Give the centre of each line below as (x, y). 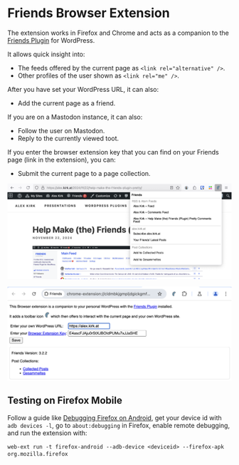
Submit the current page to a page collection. (84, 173)
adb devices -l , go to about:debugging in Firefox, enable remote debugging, (118, 425)
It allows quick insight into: (46, 54)
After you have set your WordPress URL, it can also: (83, 89)
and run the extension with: (47, 433)
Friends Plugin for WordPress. (51, 40)
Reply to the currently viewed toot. (68, 138)
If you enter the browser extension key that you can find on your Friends (113, 152)
